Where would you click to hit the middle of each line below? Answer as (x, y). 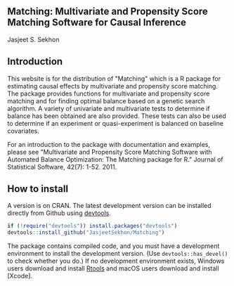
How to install (38, 189)
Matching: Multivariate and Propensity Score (108, 12)
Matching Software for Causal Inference (97, 23)
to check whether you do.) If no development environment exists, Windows (116, 261)
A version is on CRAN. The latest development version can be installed (110, 206)
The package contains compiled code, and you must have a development (113, 246)
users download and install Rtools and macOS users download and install (113, 268)
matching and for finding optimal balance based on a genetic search (106, 100)
